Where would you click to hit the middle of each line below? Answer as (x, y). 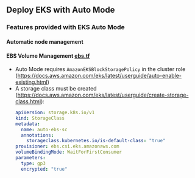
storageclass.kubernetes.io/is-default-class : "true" (96, 141)
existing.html (31, 82)
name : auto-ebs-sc (44, 129)
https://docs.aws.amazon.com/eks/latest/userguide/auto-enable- (99, 76)
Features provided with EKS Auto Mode (66, 27)
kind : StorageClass (40, 118)
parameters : (30, 158)
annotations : (37, 135)
